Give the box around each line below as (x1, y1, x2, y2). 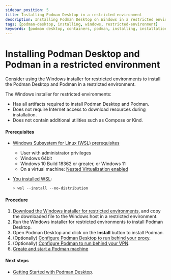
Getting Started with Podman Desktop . (12, 269, 94, 275)
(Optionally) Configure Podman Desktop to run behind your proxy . (12, 235, 151, 241)
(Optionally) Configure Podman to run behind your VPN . (12, 240, 130, 246)
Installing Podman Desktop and (5, 48, 140, 60)
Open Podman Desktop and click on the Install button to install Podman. (12, 230, 164, 236)
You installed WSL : (12, 176, 52, 182)
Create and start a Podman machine (12, 246, 89, 252)
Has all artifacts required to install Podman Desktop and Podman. (12, 101, 149, 107)
